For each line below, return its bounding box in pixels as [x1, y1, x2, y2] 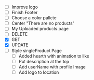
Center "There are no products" [11, 20, 75, 26]
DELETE [11, 31, 28, 37]
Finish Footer [11, 10, 38, 15]
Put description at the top [18, 58, 69, 64]
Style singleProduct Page [11, 48, 62, 53]
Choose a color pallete [11, 15, 56, 21]
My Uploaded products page [11, 26, 69, 32]
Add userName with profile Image [18, 64, 86, 69]
